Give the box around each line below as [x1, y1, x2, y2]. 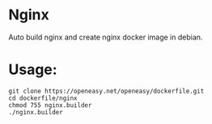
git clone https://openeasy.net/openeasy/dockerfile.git [8, 87, 205, 95]
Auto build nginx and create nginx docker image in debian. [8, 32, 203, 42]
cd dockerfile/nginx [8, 94, 78, 102]
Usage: [8, 60, 58, 79]
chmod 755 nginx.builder [8, 101, 92, 110]
